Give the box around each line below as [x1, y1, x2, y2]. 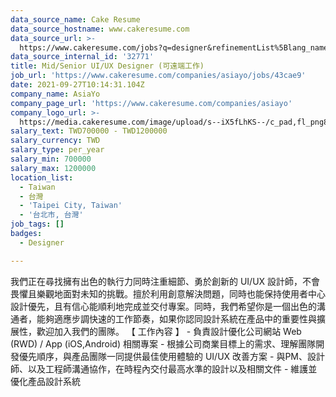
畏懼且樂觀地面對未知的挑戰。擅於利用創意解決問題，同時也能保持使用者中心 [10, 287, 326, 300]
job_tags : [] [10, 219, 65, 230]
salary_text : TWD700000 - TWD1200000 [10, 126, 168, 136]
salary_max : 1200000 [10, 163, 97, 173]
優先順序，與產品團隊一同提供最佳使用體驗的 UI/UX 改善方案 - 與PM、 [18, 350, 308, 362]
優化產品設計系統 [10, 375, 81, 387]
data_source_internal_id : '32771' [10, 52, 155, 62]
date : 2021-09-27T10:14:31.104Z [10, 80, 145, 90]
